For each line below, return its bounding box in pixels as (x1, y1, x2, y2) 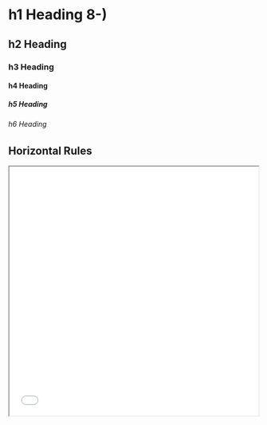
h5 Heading (8, 99, 48, 108)
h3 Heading (8, 61, 54, 73)
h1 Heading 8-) (8, 6, 108, 24)
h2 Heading (8, 37, 68, 51)
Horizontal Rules (8, 144, 92, 157)
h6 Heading (8, 120, 47, 129)
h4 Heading (8, 81, 48, 91)
